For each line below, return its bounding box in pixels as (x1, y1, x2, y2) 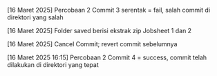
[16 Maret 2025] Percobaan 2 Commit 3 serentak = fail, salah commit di (7, 6, 211, 14)
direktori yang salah (7, 13, 64, 21)
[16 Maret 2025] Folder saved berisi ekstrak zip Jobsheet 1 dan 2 (7, 27, 192, 35)
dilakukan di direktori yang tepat (7, 61, 99, 68)
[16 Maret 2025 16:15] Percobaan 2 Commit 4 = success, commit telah (7, 53, 207, 61)
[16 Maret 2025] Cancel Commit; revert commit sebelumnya (7, 40, 178, 48)
